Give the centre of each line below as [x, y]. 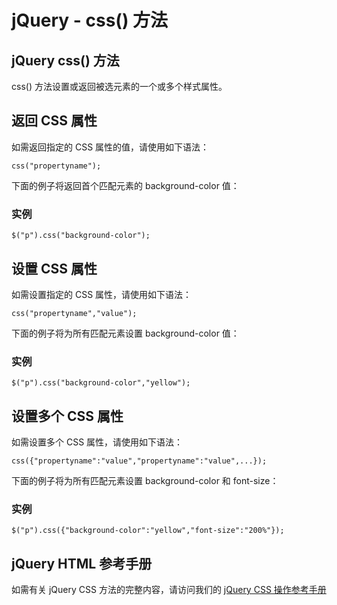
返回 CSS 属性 [54, 121]
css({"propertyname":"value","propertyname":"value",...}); [139, 461]
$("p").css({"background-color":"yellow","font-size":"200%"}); [148, 531]
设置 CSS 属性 [54, 268]
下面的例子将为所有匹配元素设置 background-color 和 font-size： [145, 481]
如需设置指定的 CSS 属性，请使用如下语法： [102, 294]
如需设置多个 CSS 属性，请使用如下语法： [97, 442]
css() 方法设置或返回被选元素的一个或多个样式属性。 [119, 86]
